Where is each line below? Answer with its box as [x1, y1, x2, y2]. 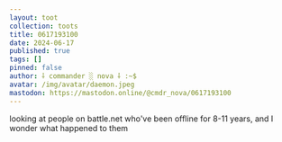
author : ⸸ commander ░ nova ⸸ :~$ [9, 72, 137, 81]
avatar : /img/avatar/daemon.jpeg [9, 80, 135, 89]
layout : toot [9, 13, 59, 22]
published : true [9, 47, 70, 56]
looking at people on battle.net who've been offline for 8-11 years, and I [9, 113, 274, 124]
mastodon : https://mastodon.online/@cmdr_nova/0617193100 [9, 88, 232, 97]
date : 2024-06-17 [9, 38, 75, 48]
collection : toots [9, 22, 78, 31]
